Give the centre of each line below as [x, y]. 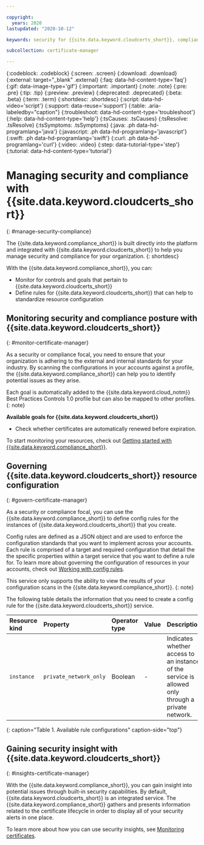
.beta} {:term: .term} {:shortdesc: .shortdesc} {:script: [73, 99]
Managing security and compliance [97, 176]
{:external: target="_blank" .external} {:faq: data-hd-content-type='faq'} [97, 80]
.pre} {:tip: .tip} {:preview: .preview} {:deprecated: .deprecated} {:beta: [94, 93]
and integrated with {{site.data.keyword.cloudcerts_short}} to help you [94, 250]
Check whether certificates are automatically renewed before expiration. [106, 429]
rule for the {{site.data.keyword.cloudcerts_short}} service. [80, 605]
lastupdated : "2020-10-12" [40, 29]
